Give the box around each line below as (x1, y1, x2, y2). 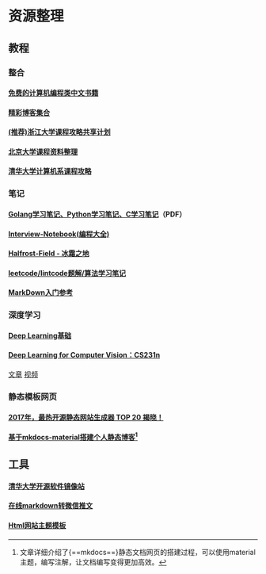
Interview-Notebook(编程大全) (8, 229, 109, 239)
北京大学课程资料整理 (8, 147, 78, 156)
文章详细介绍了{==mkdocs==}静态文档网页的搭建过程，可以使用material (19, 547, 256, 557)
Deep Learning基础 (8, 331, 72, 340)
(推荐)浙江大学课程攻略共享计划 (8, 128, 111, 137)
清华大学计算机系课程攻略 (8, 166, 92, 176)
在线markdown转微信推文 (8, 501, 93, 511)
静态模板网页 (8, 392, 58, 402)
